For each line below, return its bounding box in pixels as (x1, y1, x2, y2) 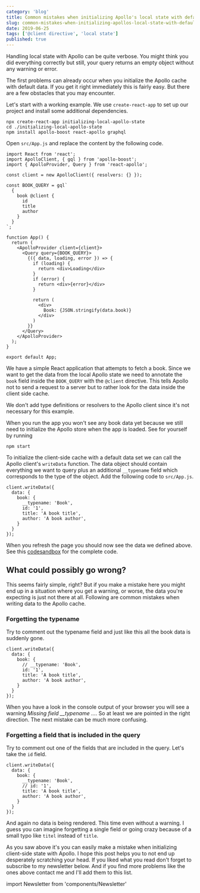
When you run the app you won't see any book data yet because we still (6, 419, 183, 426)
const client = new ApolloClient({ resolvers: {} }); (6, 172, 143, 178)
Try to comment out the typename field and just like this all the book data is (6, 628, 191, 635)
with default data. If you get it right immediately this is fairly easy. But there (6, 83, 190, 90)
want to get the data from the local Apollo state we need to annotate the (6, 371, 183, 378)
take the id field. (6, 751, 46, 758)
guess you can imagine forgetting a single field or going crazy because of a (6, 826, 192, 833)
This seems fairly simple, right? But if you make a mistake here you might (6, 581, 186, 588)
